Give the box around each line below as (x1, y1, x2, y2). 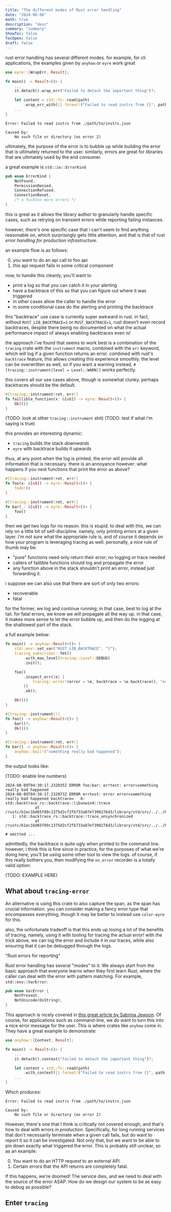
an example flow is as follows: (5, 247, 68, 253)
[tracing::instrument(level (5, 367, 65, 373)
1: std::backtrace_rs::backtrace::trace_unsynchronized (12, 814, 133, 819)
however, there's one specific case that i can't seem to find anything (5, 226, 149, 232)
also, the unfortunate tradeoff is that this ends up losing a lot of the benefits (5, 926, 164, 932)
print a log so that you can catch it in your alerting (12, 282, 117, 288)
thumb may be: (5, 545, 37, 551)
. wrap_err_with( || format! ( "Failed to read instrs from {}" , (23, 102, 156, 107)
